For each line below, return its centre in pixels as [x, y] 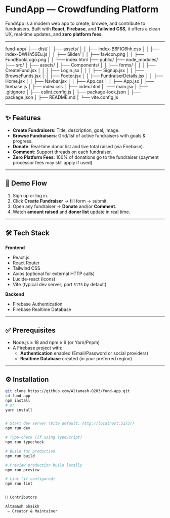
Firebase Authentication [37, 304]
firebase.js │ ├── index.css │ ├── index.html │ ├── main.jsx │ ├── [77, 86]
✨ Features [23, 118]
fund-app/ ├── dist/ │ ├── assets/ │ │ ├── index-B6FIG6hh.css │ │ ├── [82, 49]
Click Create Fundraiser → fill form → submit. [60, 201]
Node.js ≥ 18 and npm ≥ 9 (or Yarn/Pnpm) [56, 342]
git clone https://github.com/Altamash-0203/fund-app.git [68, 391]
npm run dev [18, 428]
